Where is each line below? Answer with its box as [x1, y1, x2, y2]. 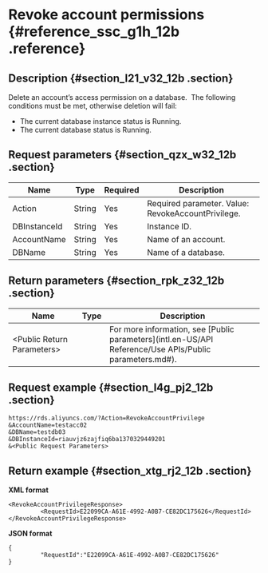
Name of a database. [147, 246, 226, 257]
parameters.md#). [108, 353, 177, 364]
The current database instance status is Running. [19, 117, 182, 125]
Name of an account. [147, 233, 226, 245]
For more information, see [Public [108, 324, 235, 335]
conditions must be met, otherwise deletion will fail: [8, 101, 177, 110]
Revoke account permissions [8, 6, 205, 24]
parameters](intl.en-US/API [108, 333, 214, 344]
